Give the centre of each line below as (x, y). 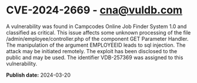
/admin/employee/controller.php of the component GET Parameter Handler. (97, 39)
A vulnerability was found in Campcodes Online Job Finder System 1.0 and (96, 26)
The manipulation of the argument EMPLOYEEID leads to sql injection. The (96, 45)
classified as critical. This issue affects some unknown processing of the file (98, 32)
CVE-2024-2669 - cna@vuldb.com (94, 10)
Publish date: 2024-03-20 (38, 75)
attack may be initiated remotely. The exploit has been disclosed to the (92, 51)
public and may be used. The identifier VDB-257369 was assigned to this (95, 57)
